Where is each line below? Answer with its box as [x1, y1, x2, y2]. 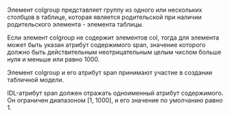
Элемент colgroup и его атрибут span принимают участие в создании [7, 68, 213, 76]
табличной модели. [7, 76, 65, 84]
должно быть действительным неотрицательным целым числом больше [7, 48, 222, 56]
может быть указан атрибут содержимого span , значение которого [7, 41, 206, 48]
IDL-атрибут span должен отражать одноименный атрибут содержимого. [7, 89, 224, 97]
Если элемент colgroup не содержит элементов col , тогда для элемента [7, 33, 220, 42]
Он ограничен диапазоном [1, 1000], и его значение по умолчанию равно [7, 96, 223, 104]
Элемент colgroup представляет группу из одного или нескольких [7, 6, 203, 14]
